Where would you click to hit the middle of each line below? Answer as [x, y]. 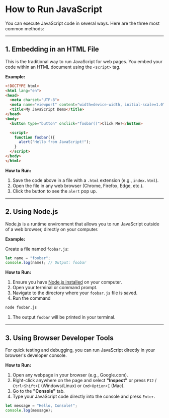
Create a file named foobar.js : [37, 249]
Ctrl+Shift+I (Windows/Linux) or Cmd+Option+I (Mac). [68, 386]
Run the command [31, 298]
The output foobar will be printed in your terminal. [64, 317]
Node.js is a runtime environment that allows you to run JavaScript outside [82, 224]
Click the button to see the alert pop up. [55, 191]
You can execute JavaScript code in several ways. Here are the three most [82, 23]
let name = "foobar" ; [28, 258]
